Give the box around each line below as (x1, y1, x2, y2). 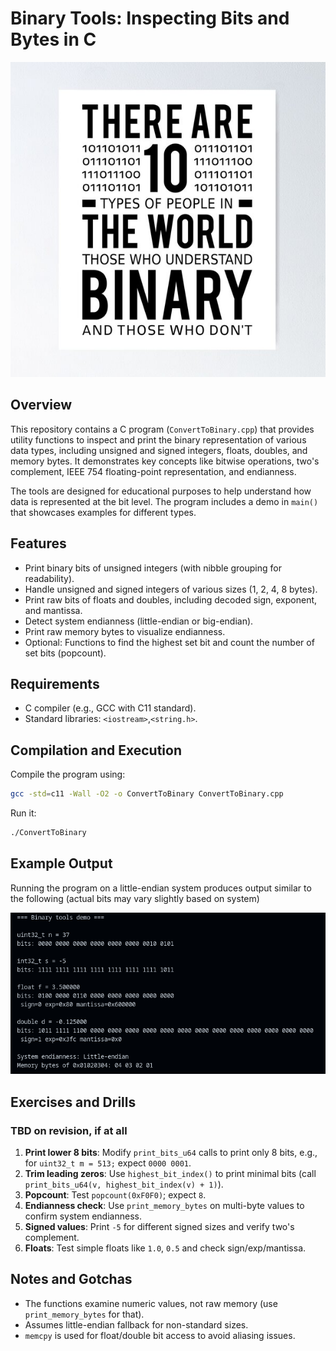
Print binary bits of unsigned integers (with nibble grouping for (24, 562, 282, 574)
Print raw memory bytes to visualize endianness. (24, 625, 226, 637)
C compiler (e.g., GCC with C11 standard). (24, 702, 197, 714)
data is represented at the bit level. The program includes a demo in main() (10, 495, 319, 507)
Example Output (10, 855, 113, 872)
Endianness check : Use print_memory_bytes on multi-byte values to (24, 1200, 305, 1212)
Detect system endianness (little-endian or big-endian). (24, 615, 254, 627)
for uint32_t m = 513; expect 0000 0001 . (24, 1157, 192, 1169)
